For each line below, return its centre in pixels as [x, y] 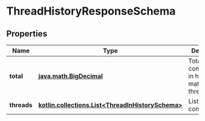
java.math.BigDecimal [71, 76]
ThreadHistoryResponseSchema [91, 11]
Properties [27, 34]
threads [21, 105]
